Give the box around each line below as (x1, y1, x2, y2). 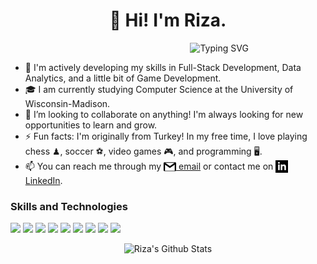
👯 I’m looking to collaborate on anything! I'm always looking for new (24, 108, 304, 120)
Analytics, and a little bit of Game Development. (24, 72, 222, 84)
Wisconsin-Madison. (24, 97, 111, 109)
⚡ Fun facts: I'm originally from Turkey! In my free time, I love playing (24, 130, 308, 142)
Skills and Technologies (10, 199, 128, 213)
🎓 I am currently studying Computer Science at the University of (24, 83, 294, 95)
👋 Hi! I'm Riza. (109, 9, 227, 32)
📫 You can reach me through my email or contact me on (24, 160, 274, 172)
